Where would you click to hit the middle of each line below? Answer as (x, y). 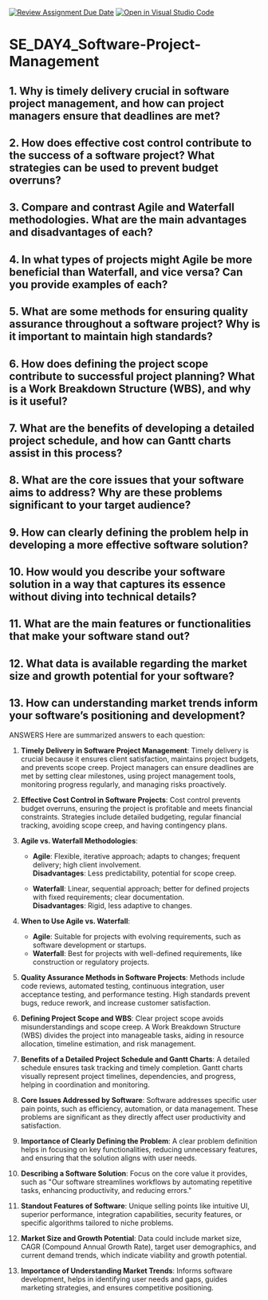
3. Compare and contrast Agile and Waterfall (122, 207)
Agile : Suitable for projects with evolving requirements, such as (137, 936)
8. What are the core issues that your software (126, 480)
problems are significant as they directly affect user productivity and (133, 1116)
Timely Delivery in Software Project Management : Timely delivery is (135, 750)
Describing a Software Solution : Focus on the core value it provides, (134, 1173)
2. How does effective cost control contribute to (130, 142)
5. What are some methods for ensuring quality (129, 312)
